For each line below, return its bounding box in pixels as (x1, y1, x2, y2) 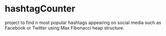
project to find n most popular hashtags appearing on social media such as (5, 19, 161, 25)
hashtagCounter (5, 3, 76, 14)
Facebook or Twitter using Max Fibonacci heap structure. (5, 24, 125, 30)
